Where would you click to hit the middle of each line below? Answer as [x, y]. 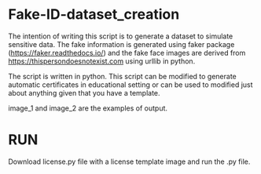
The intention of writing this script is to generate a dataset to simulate [121, 36]
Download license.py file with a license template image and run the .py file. [129, 161]
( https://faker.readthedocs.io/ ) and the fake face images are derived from [127, 53]
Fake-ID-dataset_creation [94, 14]
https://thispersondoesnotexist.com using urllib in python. [102, 61]
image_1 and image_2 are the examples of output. [88, 108]
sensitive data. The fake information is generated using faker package [121, 44]
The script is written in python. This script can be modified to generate [123, 76]
